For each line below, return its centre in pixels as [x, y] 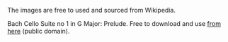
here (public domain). [39, 31]
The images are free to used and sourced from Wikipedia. [91, 10]
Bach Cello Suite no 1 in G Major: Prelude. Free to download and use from [114, 23]
